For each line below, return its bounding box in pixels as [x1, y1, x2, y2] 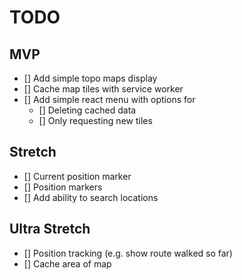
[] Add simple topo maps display [23, 72, 158, 84]
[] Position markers [23, 181, 103, 193]
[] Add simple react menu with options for [23, 94, 196, 105]
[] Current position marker [23, 170, 132, 182]
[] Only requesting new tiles [38, 115, 153, 126]
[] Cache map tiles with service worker [23, 83, 184, 95]
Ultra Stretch [9, 221, 91, 238]
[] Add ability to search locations [23, 191, 159, 203]
